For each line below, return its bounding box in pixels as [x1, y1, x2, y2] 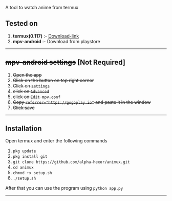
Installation [5, 124, 42, 133]
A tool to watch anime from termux [5, 5, 78, 10]
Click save [12, 104, 35, 111]
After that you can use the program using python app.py [5, 185, 123, 191]
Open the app [12, 71, 42, 78]
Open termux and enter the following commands [5, 138, 107, 144]
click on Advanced [12, 88, 50, 94]
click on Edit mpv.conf [12, 94, 60, 100]
